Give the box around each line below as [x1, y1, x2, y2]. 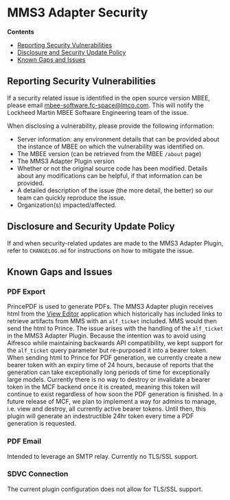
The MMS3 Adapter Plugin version [16, 157, 115, 165]
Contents [7, 28, 34, 36]
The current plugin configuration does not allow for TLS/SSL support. [7, 485, 203, 493]
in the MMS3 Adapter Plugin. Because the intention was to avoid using [7, 331, 206, 340]
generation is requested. [7, 420, 77, 428]
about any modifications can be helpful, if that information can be [16, 171, 203, 180]
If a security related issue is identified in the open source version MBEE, [7, 94, 211, 102]
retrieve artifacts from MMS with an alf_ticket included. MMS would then [7, 317, 218, 325]
